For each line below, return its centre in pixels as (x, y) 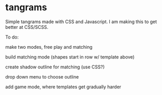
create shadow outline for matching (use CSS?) (55, 67)
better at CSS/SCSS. (27, 27)
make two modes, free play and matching (49, 47)
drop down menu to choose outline (42, 77)
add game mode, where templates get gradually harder (63, 87)
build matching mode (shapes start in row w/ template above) (70, 57)
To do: (12, 37)
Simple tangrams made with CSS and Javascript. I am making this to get (81, 22)
